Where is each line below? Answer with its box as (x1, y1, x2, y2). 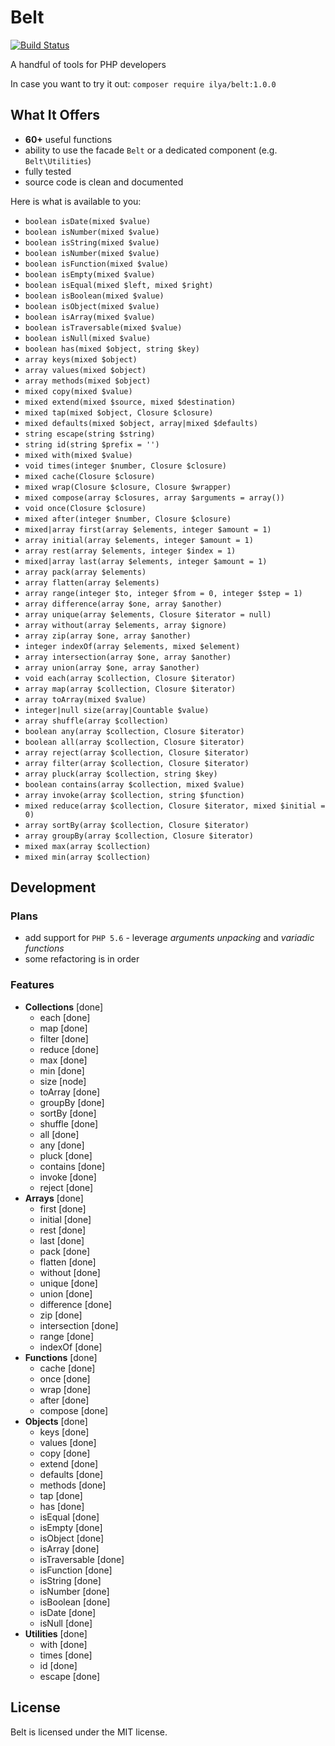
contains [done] (39, 1160, 106, 1172)
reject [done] (39, 1181, 94, 1193)
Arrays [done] (24, 1192, 84, 1204)
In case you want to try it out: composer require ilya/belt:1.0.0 (10, 77, 277, 90)
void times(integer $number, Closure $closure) (24, 461, 227, 471)
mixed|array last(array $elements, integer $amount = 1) (24, 556, 268, 566)
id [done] (39, 1659, 78, 1671)
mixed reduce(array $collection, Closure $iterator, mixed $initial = (24, 801, 326, 811)
